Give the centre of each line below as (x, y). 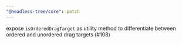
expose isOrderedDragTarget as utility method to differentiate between (91, 28)
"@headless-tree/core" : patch (43, 11)
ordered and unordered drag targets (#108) (58, 34)
